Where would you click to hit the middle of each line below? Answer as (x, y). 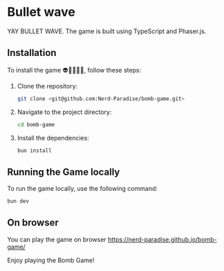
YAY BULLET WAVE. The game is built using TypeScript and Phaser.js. (107, 31)
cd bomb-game (36, 124)
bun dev (18, 201)
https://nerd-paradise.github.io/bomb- (163, 239)
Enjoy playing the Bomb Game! (51, 260)
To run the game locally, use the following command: (82, 189)
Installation (32, 53)
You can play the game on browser (57, 239)
